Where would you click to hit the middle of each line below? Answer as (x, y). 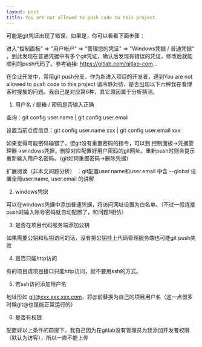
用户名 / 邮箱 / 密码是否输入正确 (54, 104)
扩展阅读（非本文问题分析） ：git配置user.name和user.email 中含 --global (98, 171)
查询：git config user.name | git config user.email (67, 117)
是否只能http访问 (36, 258)
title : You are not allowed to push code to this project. (82, 18)
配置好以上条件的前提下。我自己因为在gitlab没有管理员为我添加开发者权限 (98, 330)
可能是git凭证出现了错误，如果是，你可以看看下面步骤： (76, 35)
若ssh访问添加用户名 (41, 284)
